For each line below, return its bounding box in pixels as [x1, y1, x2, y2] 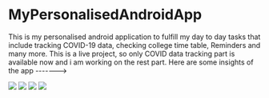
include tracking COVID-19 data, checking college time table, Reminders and [8, 40, 261, 49]
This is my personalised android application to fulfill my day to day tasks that [8, 32, 261, 41]
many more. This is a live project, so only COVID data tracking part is [8, 49, 235, 58]
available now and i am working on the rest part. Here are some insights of [8, 57, 254, 67]
